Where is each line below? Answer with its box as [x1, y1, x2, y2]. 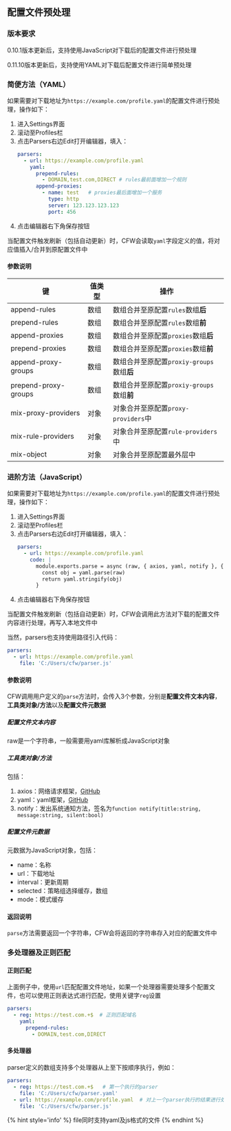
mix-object [10, 449, 47, 459]
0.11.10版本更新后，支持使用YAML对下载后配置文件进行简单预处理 [7, 61, 192, 69]
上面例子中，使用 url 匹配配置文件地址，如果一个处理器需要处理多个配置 [7, 983, 210, 991]
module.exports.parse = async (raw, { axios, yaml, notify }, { [35, 563, 224, 570]
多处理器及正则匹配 [7, 948, 71, 957]
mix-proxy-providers [10, 408, 80, 417]
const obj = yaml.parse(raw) [42, 569, 126, 576]
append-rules [10, 304, 56, 314]
